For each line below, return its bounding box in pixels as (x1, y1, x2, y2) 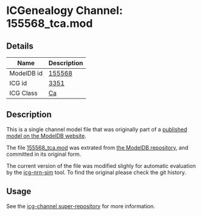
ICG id (9, 79, 27, 87)
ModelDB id (9, 69, 43, 77)
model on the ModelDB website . (6, 132, 87, 139)
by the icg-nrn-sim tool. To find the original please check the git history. (6, 169, 187, 176)
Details (6, 41, 33, 51)
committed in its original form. (6, 150, 82, 158)
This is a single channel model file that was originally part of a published (6, 125, 187, 133)
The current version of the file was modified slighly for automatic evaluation (6, 162, 197, 169)
